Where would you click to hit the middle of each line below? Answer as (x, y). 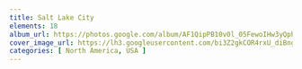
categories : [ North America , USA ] (78, 51)
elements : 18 (34, 26)
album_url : (30, 34)
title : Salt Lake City (52, 17)
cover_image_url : (42, 43)
